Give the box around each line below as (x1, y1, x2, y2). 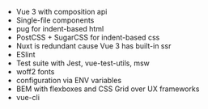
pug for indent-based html (15, 24, 104, 33)
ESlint (15, 50, 36, 59)
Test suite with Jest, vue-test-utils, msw (15, 58, 150, 68)
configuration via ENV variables (15, 76, 122, 85)
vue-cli (15, 93, 40, 102)
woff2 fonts (15, 67, 55, 76)
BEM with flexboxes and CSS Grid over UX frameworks (15, 84, 200, 94)
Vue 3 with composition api (15, 7, 108, 16)
